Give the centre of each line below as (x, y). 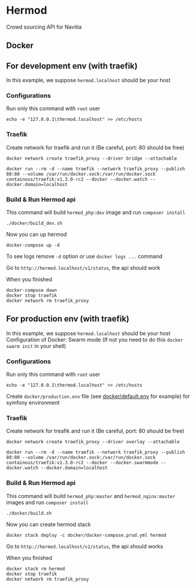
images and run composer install (47, 502)
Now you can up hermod (37, 234)
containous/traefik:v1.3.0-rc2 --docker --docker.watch (77, 179)
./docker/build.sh (29, 513)
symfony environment (33, 403)
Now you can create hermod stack (49, 524)
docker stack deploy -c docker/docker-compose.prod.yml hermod (86, 535)
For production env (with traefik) (68, 319)
